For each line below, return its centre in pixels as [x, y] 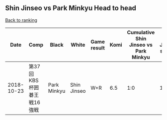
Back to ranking [21, 20]
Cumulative [141, 32]
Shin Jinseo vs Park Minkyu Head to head [71, 8]
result [98, 48]
